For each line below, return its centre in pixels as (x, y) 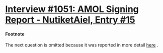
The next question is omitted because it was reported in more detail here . (82, 45)
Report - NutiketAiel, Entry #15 (70, 20)
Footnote (15, 34)
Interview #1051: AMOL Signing (72, 9)
